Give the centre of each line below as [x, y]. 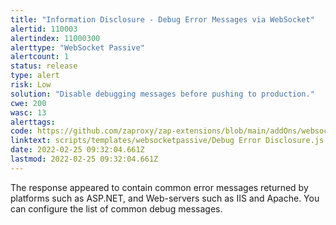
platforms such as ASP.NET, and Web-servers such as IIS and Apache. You [165, 198]
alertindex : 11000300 [55, 38]
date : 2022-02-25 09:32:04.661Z [77, 150]
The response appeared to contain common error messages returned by [159, 187]
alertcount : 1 [40, 57]
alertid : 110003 [44, 29]
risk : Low [31, 85]
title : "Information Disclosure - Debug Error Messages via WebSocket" [162, 19]
